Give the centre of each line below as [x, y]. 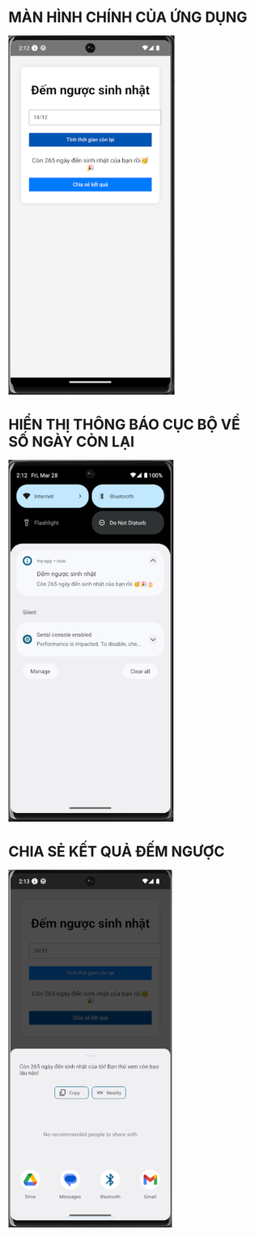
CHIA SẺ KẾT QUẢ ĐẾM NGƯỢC [117, 852]
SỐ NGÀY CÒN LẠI [72, 442]
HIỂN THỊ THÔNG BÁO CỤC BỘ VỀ [124, 425]
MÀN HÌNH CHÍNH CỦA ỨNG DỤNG [128, 17]
